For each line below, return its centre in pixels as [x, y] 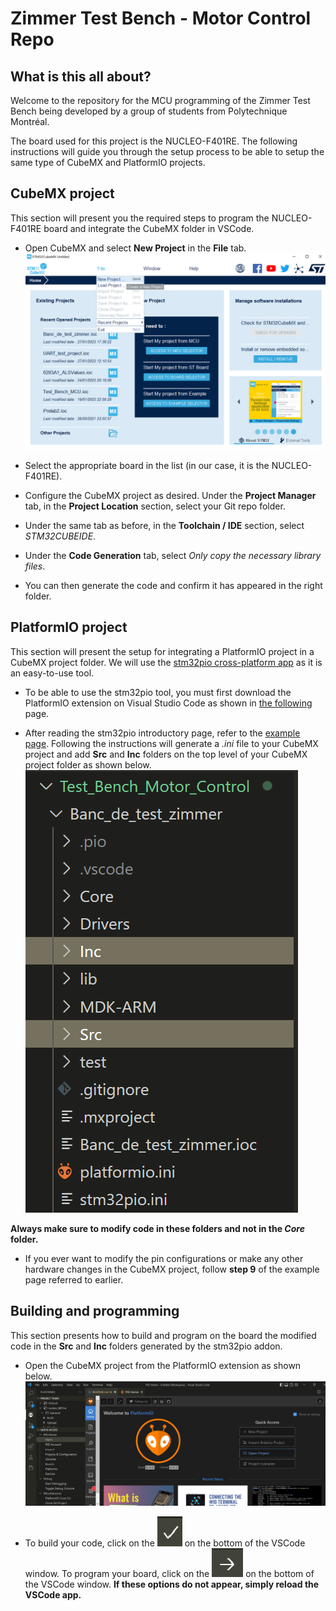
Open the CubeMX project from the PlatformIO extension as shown [163, 1365]
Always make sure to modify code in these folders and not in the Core [157, 1228]
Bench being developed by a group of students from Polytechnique [149, 111]
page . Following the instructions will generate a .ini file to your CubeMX [171, 743]
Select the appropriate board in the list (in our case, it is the [147, 465]
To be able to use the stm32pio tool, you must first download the [158, 692]
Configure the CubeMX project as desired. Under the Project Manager [170, 495]
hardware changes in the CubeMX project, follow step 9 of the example [172, 1269]
